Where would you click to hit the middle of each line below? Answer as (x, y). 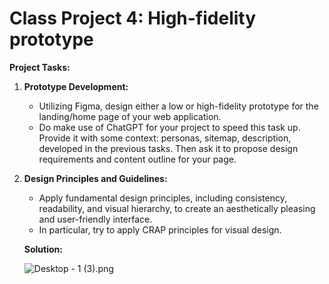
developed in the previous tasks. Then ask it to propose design (168, 148)
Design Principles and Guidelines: (95, 178)
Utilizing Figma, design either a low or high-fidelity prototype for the (178, 106)
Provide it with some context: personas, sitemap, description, (165, 138)
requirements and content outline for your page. (137, 159)
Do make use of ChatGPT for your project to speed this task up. (169, 127)
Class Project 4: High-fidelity (133, 18)
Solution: (43, 249)
